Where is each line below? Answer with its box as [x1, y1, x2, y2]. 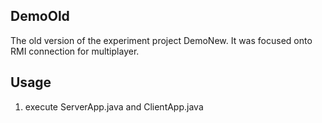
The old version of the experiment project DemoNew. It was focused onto [10, 34, 313, 46]
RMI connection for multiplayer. [10, 45, 140, 57]
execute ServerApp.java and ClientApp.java [24, 100, 204, 113]
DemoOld [10, 8, 70, 25]
